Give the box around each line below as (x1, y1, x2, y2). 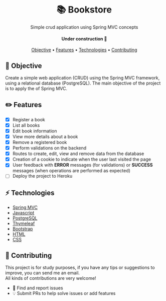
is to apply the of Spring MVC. (5, 85, 68, 91)
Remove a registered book (12, 139, 67, 145)
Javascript (12, 210, 35, 216)
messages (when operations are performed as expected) (12, 168, 130, 174)
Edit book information (12, 128, 57, 134)
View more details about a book (12, 133, 78, 139)
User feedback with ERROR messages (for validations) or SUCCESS (12, 162, 153, 168)
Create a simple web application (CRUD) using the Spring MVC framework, (5, 74, 160, 81)
